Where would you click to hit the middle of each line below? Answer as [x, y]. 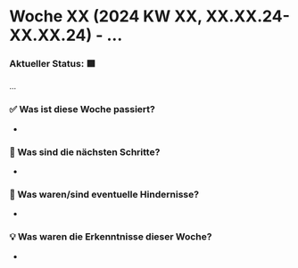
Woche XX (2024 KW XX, [106, 16]
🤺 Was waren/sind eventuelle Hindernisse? [104, 195]
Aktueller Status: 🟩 [53, 64]
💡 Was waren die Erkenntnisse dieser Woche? [111, 237]
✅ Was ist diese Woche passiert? [83, 110]
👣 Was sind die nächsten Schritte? [85, 151]
